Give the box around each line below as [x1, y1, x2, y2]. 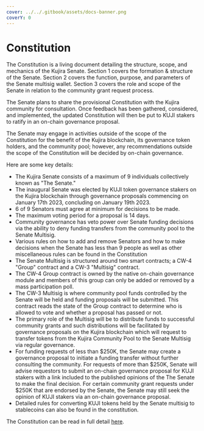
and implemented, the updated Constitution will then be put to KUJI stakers [6, 112, 195, 119]
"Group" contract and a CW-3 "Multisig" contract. [15, 263, 140, 271]
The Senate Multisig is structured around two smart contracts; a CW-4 [15, 257, 192, 265]
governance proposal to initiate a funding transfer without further [15, 354, 178, 362]
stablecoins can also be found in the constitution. [15, 406, 139, 413]
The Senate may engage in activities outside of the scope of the [6, 130, 167, 137]
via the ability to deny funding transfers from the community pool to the [15, 225, 195, 232]
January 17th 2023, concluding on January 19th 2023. [15, 199, 151, 206]
